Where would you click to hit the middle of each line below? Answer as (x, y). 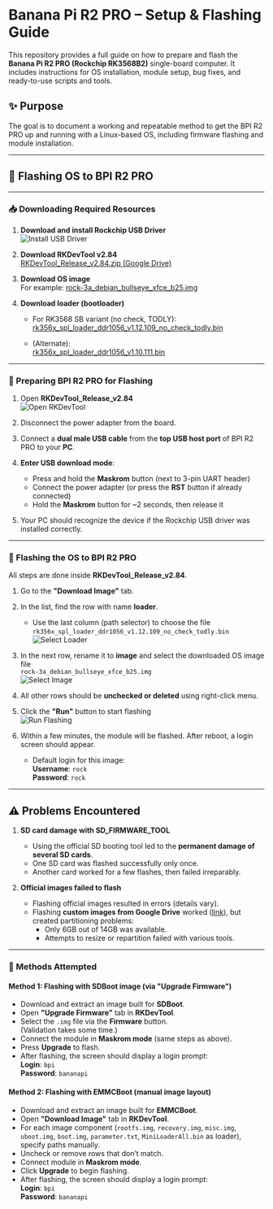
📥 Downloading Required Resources (82, 209)
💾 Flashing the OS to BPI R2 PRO (72, 558)
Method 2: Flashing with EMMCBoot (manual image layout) (110, 1092)
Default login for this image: (79, 760)
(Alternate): (51, 343)
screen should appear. (58, 745)
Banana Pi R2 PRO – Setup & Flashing (135, 15)
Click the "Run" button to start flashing (86, 711)
